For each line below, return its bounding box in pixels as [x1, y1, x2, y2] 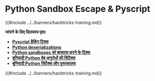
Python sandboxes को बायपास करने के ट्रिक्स [12, 49, 91, 55]
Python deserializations [12, 44, 62, 50]
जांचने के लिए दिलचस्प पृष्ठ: [5, 29, 47, 35]
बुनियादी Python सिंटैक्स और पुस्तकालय [12, 60, 76, 66]
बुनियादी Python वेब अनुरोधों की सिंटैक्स [12, 55, 76, 61]
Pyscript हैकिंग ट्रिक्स [12, 39, 49, 44]
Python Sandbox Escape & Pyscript [5, 3, 151, 15]
